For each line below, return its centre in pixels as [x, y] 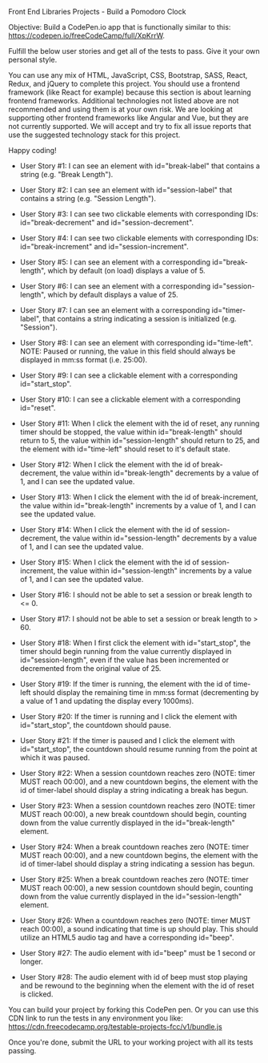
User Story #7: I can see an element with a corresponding [115, 310]
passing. [22, 1051]
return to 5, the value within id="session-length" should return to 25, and [140, 441]
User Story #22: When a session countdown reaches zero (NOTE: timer [138, 773]
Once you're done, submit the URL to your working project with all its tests [131, 1042]
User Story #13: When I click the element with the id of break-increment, [139, 497]
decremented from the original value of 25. [90, 668]
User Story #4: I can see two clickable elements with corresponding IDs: [139, 238]
